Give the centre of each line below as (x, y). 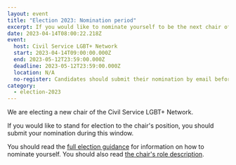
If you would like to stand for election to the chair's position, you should (111, 126)
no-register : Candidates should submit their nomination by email (113, 79)
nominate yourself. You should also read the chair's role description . (106, 154)
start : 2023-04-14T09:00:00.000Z (63, 53)
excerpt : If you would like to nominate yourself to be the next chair (114, 27)
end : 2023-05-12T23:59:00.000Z (59, 60)
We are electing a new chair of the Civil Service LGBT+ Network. (100, 112)
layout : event (28, 14)
